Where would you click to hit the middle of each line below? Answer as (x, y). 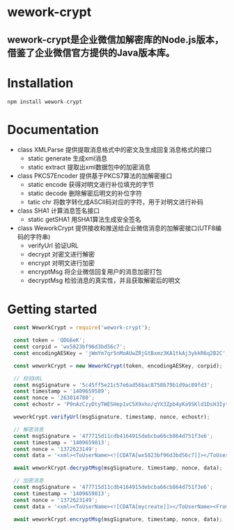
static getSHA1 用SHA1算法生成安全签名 (84, 220)
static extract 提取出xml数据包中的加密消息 (89, 167)
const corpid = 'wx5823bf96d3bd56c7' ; (70, 347)
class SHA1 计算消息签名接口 (58, 211)
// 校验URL (28, 378)
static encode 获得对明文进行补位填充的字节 (91, 185)
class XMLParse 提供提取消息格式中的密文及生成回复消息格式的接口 (115, 150)
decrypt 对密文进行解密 (61, 255)
